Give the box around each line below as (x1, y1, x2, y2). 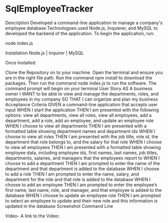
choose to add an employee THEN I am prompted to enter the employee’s (5, 182, 157, 188)
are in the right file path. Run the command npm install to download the (5, 75, 152, 81)
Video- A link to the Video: (5, 212, 60, 219)
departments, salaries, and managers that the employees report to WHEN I (5, 155, 160, 161)
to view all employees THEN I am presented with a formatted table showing (5, 144, 161, 150)
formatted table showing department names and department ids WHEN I (5, 128, 155, 134)
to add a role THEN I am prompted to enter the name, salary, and (5, 171, 139, 177)
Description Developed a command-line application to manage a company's (5, 20, 163, 26)
